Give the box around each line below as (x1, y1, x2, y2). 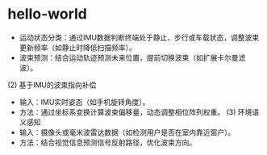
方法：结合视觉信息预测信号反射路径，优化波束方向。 (19, 137, 197, 147)
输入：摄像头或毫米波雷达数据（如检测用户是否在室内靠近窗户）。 (19, 127, 236, 137)
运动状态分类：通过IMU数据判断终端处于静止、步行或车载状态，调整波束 (19, 32, 260, 42)
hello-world (7, 5, 88, 23)
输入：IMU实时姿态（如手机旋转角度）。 (19, 97, 150, 107)
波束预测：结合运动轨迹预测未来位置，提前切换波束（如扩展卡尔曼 (19, 52, 239, 62)
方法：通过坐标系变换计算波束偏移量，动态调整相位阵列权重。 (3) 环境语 (19, 107, 260, 117)
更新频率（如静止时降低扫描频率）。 (19, 42, 136, 52)
